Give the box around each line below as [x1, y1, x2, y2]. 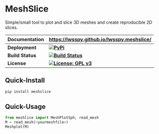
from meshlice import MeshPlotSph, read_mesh [5, 115, 99, 120]
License [7, 60, 26, 66]
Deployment [7, 44, 36, 51]
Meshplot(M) [5, 124, 29, 129]
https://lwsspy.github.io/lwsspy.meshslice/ [49, 36, 152, 43]
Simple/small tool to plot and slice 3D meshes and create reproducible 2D [5, 19, 152, 25]
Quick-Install [5, 76, 45, 85]
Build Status [7, 52, 36, 59]
